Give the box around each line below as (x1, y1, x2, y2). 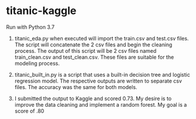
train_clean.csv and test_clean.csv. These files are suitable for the (14, 53, 174, 60)
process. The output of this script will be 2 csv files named (14, 47, 157, 54)
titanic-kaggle (6, 4, 77, 18)
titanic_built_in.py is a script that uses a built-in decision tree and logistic (14, 71, 191, 78)
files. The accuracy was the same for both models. (14, 83, 138, 90)
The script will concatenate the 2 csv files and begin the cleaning (14, 41, 173, 48)
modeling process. (14, 60, 60, 67)
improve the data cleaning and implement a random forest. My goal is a (14, 101, 187, 108)
